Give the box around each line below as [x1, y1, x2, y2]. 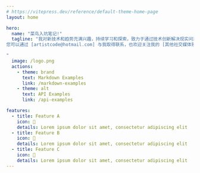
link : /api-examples [21, 97, 73, 103]
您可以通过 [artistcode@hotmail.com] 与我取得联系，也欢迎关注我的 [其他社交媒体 [6, 42, 192, 48]
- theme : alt [17, 86, 49, 92]
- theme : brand [17, 69, 55, 75]
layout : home [6, 14, 39, 20]
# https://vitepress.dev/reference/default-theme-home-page [6, 8, 159, 15]
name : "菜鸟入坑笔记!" [11, 30, 62, 36]
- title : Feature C [11, 147, 60, 153]
